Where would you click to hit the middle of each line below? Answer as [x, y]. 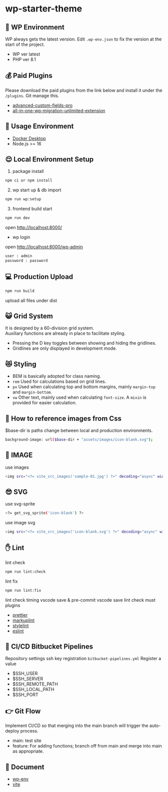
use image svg [20, 523]
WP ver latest [26, 54]
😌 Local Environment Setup [49, 160]
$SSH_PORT [25, 695]
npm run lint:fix [23, 590]
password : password [27, 260]
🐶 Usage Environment [39, 126]
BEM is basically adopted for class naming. [57, 376]
